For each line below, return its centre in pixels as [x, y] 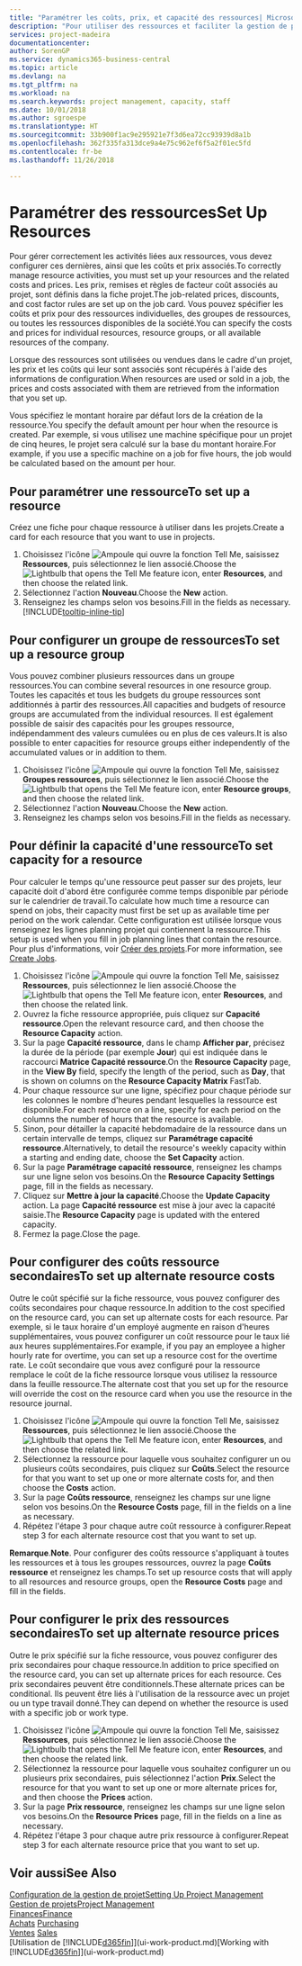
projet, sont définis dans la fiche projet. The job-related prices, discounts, [144, 294]
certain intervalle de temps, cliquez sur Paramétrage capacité [138, 1138]
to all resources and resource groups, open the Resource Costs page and [146, 1582]
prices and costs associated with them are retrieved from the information [144, 389]
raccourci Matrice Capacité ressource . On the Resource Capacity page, [156, 1061]
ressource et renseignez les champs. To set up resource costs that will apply [151, 1572]
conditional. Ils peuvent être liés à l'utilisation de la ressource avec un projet [150, 1693]
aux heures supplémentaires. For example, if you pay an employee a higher [147, 1346]
